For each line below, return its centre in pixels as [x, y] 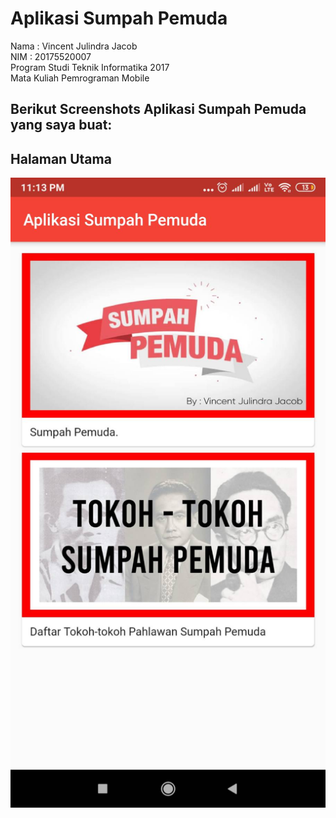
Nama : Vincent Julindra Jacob [74, 46]
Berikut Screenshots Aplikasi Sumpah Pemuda [158, 109]
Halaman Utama [61, 158]
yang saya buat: [61, 125]
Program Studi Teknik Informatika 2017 [90, 67]
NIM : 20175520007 [51, 56]
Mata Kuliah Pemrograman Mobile [80, 78]
